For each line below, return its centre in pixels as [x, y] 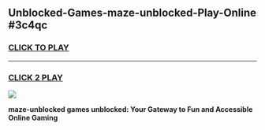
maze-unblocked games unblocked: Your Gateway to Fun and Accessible [131, 109]
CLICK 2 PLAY [35, 77]
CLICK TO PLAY [39, 48]
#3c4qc [28, 26]
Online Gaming [33, 117]
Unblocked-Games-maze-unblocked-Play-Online [132, 13]
